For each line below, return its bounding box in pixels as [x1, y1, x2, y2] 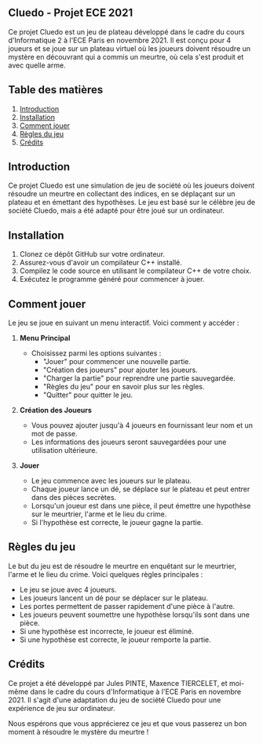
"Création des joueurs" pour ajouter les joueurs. [42, 365, 198, 375]
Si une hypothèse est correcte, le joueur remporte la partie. [19, 635, 211, 644]
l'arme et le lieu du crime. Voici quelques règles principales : [8, 569, 203, 579]
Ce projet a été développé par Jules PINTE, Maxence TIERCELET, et [8, 678, 228, 687]
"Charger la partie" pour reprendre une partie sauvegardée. [42, 374, 236, 383]
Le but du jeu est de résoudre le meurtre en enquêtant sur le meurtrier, [8, 561, 237, 571]
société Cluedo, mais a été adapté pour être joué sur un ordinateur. [8, 206, 225, 215]
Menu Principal [19, 334, 71, 343]
